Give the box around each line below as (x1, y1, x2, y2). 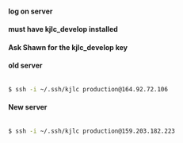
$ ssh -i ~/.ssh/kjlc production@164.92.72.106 (8, 85, 169, 93)
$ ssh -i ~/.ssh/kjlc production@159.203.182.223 (8, 127, 176, 135)
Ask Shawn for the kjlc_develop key (8, 42, 128, 52)
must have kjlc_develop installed (8, 25, 119, 34)
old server (8, 60, 43, 71)
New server (8, 102, 48, 112)
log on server (8, 6, 53, 16)
